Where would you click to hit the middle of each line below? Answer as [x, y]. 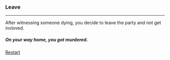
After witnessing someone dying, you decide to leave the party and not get [83, 23]
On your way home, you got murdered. [47, 39]
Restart [13, 52]
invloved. [15, 28]
